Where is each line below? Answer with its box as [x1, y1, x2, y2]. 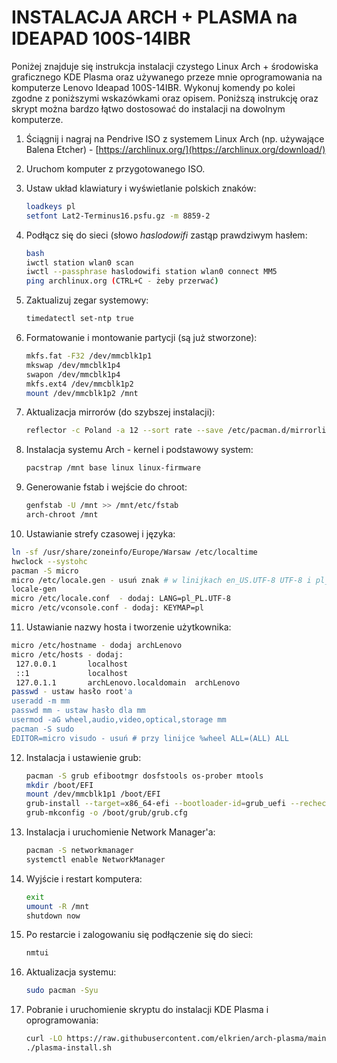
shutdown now [25, 911, 81, 921]
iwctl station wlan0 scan [25, 257, 134, 268]
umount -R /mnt [25, 901, 90, 911]
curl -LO [25, 1034, 63, 1044]
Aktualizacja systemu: [25, 966, 117, 978]
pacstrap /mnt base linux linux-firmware [25, 463, 201, 473]
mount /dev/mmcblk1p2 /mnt [25, 388, 139, 398]
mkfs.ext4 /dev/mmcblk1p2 [25, 379, 134, 389]
